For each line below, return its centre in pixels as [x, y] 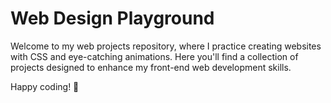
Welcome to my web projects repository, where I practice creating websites [166, 46]
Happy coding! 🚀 [45, 86]
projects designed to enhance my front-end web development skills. [151, 67]
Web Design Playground [112, 18]
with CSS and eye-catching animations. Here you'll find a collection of [154, 56]
